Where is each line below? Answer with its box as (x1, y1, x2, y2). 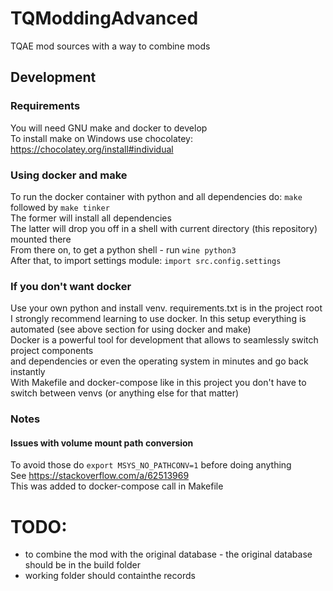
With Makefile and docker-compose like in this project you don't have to (10, 377, 307, 389)
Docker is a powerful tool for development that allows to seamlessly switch (10, 334, 319, 346)
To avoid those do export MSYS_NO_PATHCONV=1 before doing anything (10, 459, 292, 471)
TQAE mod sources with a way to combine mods (10, 40, 211, 52)
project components (10, 345, 94, 357)
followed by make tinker (10, 201, 110, 213)
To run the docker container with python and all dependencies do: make (10, 190, 303, 202)
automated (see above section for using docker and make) (10, 323, 252, 336)
